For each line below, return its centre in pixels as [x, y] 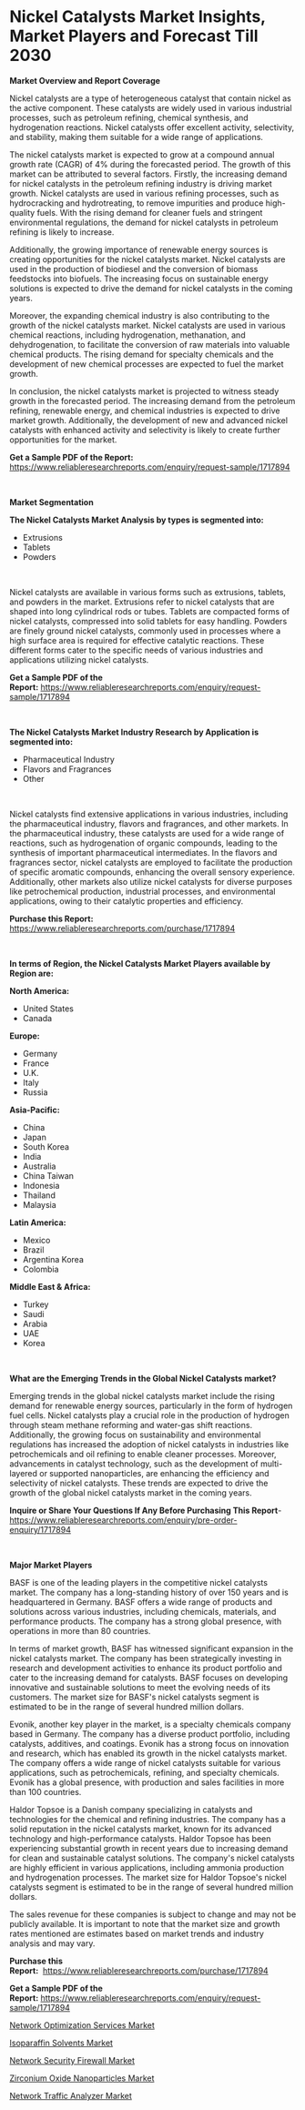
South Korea [46, 1146]
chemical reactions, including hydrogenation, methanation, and [127, 335]
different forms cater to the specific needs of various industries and [137, 650]
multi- [271, 1464]
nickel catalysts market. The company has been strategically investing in [146, 1658]
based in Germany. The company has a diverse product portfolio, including [150, 1734]
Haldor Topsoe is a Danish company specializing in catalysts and [131, 1810]
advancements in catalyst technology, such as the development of [134, 1464]
